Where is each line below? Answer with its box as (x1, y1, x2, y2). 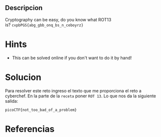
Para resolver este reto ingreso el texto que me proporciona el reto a (5, 88, 142, 93)
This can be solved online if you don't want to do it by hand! (12, 55, 132, 61)
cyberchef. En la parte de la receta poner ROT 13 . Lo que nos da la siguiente (5, 93, 156, 99)
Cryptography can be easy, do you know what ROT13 (5, 16, 112, 22)
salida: (5, 98, 18, 104)
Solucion (5, 72, 42, 83)
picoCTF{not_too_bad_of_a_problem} (5, 107, 77, 112)
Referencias (5, 123, 55, 135)
